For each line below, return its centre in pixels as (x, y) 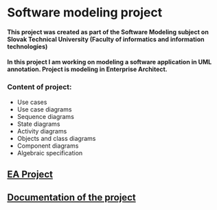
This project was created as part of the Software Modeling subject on (108, 31)
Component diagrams (48, 146)
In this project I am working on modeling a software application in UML (110, 62)
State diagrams (38, 124)
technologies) (27, 47)
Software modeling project (85, 13)
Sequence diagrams (45, 116)
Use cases (32, 102)
